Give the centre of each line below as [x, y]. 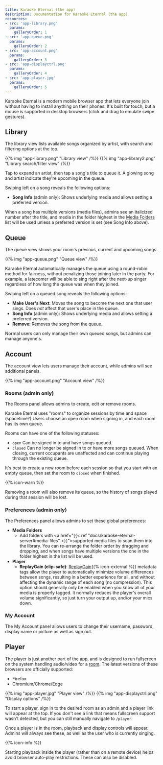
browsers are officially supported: [39, 669]
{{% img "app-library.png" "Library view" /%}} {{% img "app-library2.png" [80, 158]
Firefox [19, 678]
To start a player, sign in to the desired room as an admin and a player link [80, 708]
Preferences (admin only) [36, 510]
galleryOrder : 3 [31, 60]
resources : [16, 19]
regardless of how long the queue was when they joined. [62, 284]
